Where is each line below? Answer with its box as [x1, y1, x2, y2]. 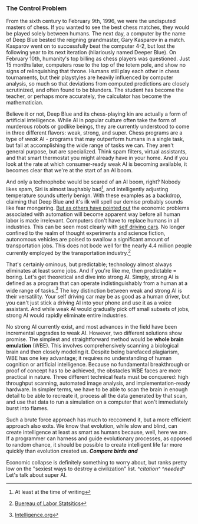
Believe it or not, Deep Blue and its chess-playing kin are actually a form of [6, 110, 187, 117]
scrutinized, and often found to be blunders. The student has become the [6, 87, 184, 94]
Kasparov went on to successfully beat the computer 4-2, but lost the [6, 42, 175, 50]
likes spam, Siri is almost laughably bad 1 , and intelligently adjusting [6, 185, 169, 192]
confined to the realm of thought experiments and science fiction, [6, 229, 166, 237]
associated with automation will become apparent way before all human [6, 211, 181, 218]
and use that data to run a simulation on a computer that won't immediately [6, 398, 189, 405]
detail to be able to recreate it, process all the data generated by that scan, [6, 392, 187, 399]
